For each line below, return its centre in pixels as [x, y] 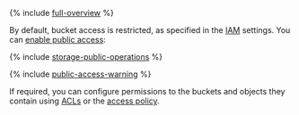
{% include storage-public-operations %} [86, 57]
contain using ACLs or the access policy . [84, 101]
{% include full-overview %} [62, 13]
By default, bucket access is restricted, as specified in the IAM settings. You [150, 30]
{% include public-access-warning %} [80, 74]
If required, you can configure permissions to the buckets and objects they [147, 91]
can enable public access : [57, 40]
